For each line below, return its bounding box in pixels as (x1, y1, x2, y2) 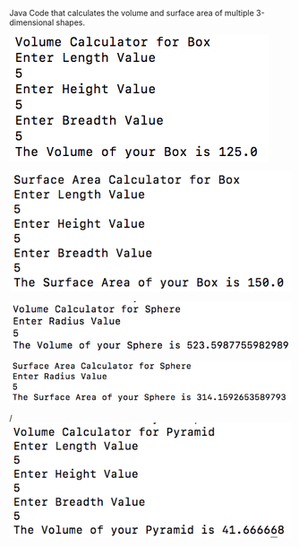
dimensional (9, 17, 55, 28)
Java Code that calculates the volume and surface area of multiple (9, 8, 255, 18)
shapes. (56, 17, 85, 28)
